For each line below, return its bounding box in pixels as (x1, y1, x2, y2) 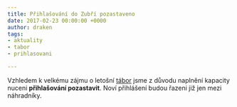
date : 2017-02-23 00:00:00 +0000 (7, 17, 107, 24)
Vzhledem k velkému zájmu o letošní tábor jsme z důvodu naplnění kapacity (7, 76, 230, 84)
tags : (7, 30, 23, 38)
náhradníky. (7, 91, 42, 100)
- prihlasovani (7, 51, 53, 58)
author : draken (7, 24, 53, 31)
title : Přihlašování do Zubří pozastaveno (7, 10, 135, 18)
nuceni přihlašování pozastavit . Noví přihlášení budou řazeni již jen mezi (7, 83, 222, 92)
